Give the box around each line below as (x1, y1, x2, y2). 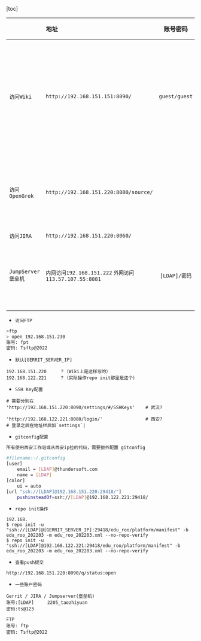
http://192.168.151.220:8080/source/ (45, 189, 154, 195)
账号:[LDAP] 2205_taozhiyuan (6, 600, 88, 606)
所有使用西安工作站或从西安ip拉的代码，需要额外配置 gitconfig (6, 445, 145, 450)
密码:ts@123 (6, 606, 34, 612)
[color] (6, 477, 26, 483)
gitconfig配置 (14, 434, 49, 440)
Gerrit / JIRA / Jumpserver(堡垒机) (6, 593, 95, 600)
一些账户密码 (14, 582, 42, 588)
